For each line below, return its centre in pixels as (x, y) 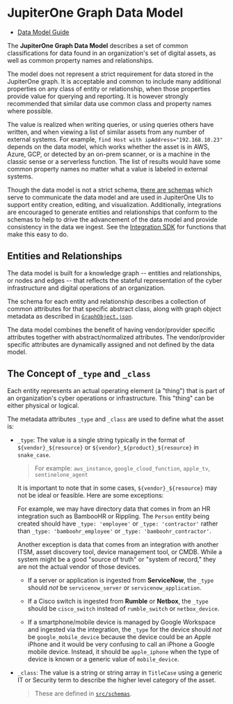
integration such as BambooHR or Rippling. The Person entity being (113, 516)
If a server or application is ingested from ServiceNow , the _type (121, 580)
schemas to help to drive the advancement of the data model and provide (112, 219)
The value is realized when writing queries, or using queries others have (111, 124)
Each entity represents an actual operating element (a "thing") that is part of (116, 390)
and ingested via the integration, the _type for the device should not (125, 629)
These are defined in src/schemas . (83, 693)
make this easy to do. (38, 234)
